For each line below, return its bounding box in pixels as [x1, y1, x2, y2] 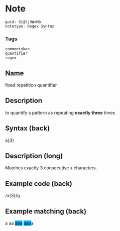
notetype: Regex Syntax [5, 23, 55, 29]
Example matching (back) [5, 207, 87, 216]
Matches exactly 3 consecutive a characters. [5, 165, 97, 171]
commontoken [5, 47, 30, 52]
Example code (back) [5, 179, 73, 188]
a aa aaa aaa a [5, 220, 34, 227]
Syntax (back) [5, 124, 50, 132]
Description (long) [5, 152, 63, 160]
